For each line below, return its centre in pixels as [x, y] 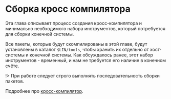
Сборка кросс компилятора [68, 9]
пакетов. [15, 81]
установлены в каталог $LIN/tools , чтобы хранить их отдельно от [77, 49]
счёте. [12, 66]
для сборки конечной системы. [40, 34]
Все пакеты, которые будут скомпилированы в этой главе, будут [76, 44]
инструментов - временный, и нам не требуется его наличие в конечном [86, 60]
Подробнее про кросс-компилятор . [44, 91]
